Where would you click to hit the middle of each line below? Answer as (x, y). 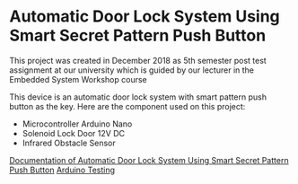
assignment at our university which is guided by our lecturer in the (131, 70)
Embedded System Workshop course (78, 79)
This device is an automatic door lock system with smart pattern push (138, 97)
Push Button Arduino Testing (62, 170)
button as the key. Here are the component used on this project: (127, 106)
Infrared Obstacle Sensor (69, 143)
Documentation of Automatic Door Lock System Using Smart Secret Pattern (149, 160)
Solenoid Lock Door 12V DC (74, 133)
